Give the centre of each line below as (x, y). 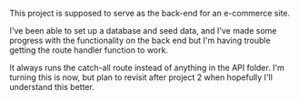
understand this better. (52, 87)
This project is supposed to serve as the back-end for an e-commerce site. (150, 13)
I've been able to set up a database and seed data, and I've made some (143, 30)
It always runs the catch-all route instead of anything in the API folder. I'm (147, 68)
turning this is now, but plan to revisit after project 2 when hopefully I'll (141, 77)
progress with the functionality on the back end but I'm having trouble (140, 40)
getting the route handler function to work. (89, 50)
